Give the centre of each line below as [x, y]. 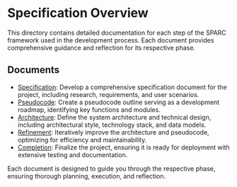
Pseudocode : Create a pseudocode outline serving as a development [118, 102]
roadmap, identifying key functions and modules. [89, 109]
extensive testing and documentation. [73, 154]
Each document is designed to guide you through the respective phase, [111, 169]
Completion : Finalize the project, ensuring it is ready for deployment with [123, 147]
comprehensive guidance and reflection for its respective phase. [102, 47]
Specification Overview [78, 13]
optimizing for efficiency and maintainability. [82, 140]
